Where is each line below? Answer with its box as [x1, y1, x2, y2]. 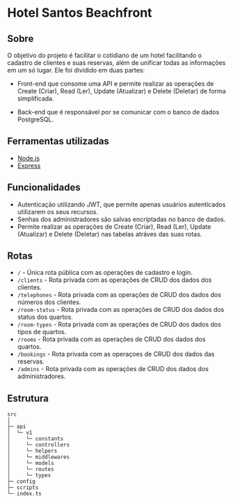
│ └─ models [7, 460, 54, 467]
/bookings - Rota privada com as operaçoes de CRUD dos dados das [17, 350, 215, 359]
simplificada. [17, 94, 54, 103]
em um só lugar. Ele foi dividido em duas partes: [7, 66, 145, 74]
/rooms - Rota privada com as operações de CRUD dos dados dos [17, 335, 206, 343]
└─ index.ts [7, 490, 42, 497]
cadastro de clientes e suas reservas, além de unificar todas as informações [7, 59, 226, 67]
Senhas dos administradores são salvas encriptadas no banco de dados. [17, 215, 226, 223]
